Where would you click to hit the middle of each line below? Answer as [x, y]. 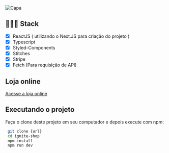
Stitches [21, 53]
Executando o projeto [40, 110]
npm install [20, 141]
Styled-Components [34, 47]
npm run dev [20, 145]
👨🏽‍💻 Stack [22, 24]
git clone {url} [25, 131]
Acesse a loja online [26, 94]
